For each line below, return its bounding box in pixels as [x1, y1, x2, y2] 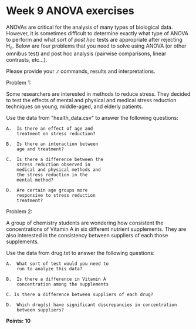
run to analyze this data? [16, 266, 83, 271]
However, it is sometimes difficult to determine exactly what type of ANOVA [6, 29, 189, 36]
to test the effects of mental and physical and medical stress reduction [6, 96, 177, 103]
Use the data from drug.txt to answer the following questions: [6, 249, 155, 256]
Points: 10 [6, 317, 31, 324]
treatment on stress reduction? [16, 130, 96, 136]
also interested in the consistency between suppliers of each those [6, 231, 168, 239]
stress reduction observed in [16, 162, 91, 167]
